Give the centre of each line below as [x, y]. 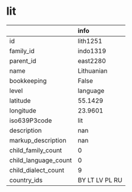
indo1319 [92, 51]
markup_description [38, 140]
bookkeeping [28, 81]
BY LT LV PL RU [100, 180]
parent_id [23, 61]
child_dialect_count [37, 170]
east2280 [92, 61]
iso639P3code [31, 120]
